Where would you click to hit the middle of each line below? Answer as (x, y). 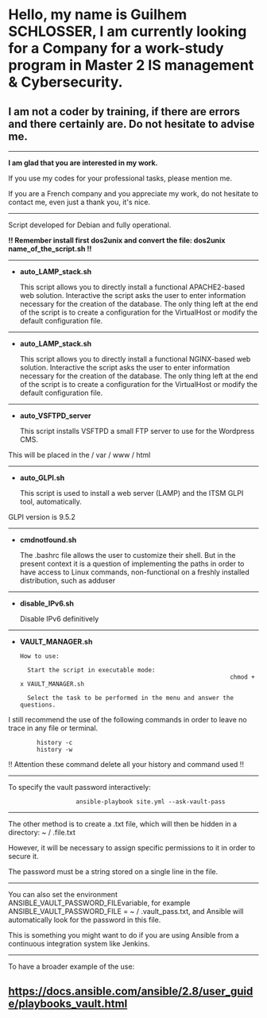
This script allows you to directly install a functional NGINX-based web (135, 359)
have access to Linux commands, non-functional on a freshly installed (135, 572)
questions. (38, 705)
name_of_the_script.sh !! (50, 249)
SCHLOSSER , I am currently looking (128, 31)
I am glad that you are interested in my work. (83, 163)
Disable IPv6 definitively (59, 619)
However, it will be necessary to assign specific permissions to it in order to (132, 848)
